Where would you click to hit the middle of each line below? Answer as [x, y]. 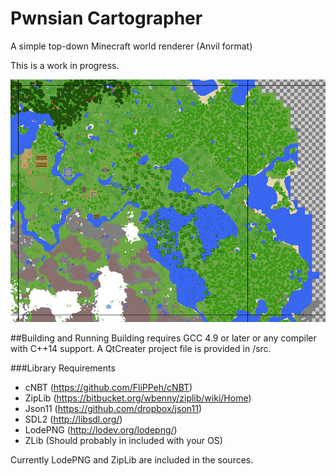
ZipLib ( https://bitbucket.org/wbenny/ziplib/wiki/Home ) [138, 398]
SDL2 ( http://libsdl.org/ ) [73, 419]
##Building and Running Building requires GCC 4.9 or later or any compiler [163, 338]
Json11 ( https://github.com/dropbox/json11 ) [113, 408]
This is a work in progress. [65, 65]
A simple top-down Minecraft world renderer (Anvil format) [131, 46]
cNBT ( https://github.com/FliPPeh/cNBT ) [108, 387]
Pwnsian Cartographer [106, 18]
